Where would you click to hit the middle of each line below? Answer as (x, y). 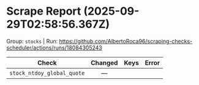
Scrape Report (44, 11)
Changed (104, 62)
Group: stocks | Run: (32, 41)
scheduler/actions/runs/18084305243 (54, 48)
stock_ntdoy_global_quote (47, 73)
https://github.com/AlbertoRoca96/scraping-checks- (126, 41)
